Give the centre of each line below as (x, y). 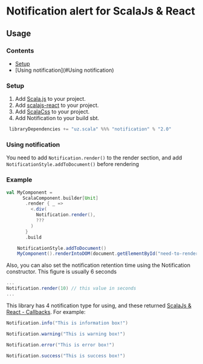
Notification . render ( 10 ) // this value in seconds (71, 289)
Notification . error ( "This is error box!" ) (60, 345)
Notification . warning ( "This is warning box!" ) (66, 334)
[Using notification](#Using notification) (64, 70)
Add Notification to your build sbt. (57, 118)
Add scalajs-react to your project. (57, 105)
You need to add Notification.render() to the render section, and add (94, 158)
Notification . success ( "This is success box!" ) (66, 356)
